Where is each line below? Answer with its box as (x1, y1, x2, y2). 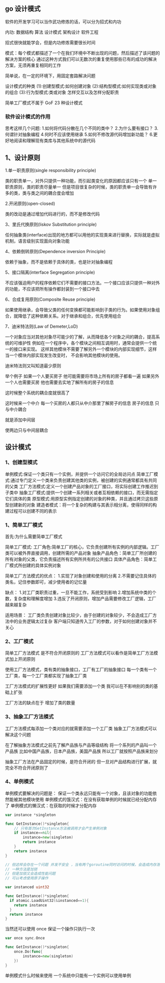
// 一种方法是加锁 (5, 867, 38, 871)
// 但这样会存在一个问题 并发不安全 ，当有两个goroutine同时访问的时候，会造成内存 (5, 862, 157, 867)
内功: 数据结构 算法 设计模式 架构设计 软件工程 (5, 29, 99, 35)
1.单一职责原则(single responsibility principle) (5, 167, 97, 173)
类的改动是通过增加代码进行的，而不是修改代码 (5, 211, 100, 217)
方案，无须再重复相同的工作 (5, 62, 61, 68)
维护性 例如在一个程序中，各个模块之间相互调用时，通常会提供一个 (18, 340, 153, 346)
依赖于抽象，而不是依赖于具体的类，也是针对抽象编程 (5, 259, 113, 264)
